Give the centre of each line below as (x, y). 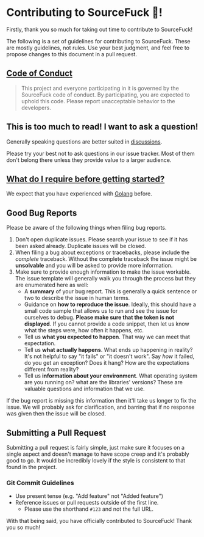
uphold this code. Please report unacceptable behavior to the (98, 101)
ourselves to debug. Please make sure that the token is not (99, 318)
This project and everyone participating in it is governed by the (100, 88)
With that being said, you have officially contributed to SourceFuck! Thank (99, 521)
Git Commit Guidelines (40, 483)
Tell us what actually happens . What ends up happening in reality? (108, 350)
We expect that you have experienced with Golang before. (79, 194)
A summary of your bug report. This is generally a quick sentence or (111, 291)
